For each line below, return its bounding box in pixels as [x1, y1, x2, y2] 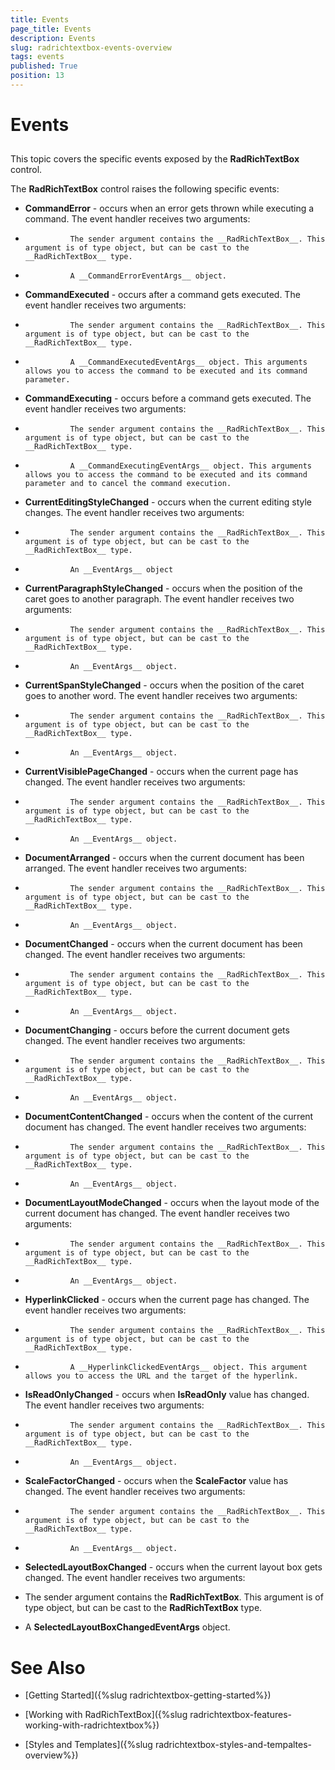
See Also [10, 1656, 86, 1679]
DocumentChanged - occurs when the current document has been [24, 938, 303, 950]
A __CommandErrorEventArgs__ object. [69, 271, 227, 281]
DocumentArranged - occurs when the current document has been [24, 852, 305, 864]
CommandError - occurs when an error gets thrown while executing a [24, 202, 315, 215]
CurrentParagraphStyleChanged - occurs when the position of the [24, 582, 303, 595]
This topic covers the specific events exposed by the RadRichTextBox [10, 153, 300, 165]
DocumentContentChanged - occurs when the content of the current [24, 1111, 314, 1123]
